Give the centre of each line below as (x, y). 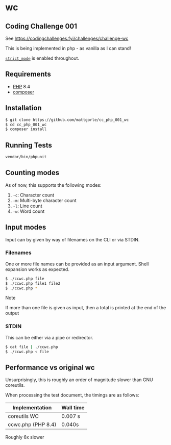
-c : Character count (33, 195)
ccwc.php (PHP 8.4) (32, 425)
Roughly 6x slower (25, 437)
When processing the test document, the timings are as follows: (72, 395)
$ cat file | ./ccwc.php (32, 347)
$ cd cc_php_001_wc (26, 125)
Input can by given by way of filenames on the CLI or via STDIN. (72, 239)
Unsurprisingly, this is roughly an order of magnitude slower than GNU (79, 380)
